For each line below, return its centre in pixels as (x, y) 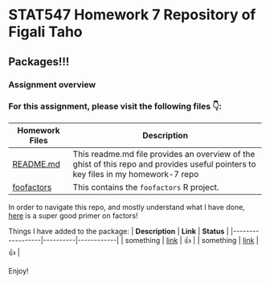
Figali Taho (45, 32)
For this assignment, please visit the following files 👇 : (115, 106)
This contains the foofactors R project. (146, 187)
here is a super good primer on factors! (73, 216)
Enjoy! (19, 270)
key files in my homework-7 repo (136, 174)
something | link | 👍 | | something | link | (192, 240)
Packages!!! (39, 62)
